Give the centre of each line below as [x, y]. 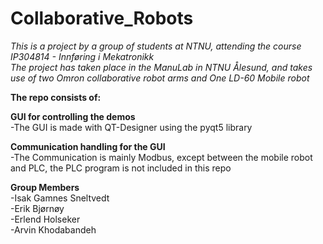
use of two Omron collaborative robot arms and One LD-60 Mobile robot [160, 78]
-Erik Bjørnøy [37, 208]
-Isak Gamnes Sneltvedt [60, 198]
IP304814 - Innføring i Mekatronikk [82, 56]
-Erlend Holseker [45, 219]
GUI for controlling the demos [73, 116]
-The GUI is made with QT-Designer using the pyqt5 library [131, 127]
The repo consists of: [56, 97]
